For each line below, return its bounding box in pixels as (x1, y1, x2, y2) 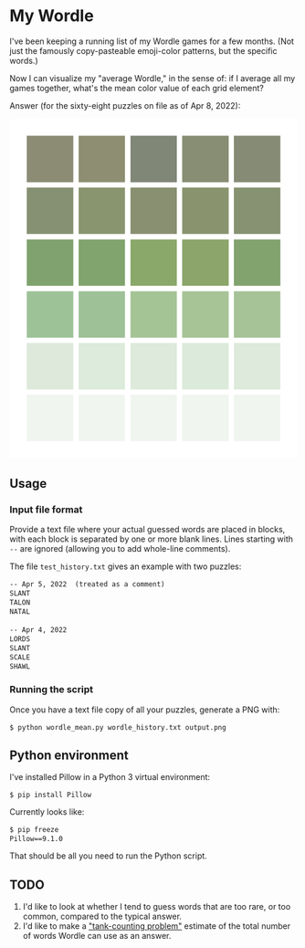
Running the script (9, 683, 94, 696)
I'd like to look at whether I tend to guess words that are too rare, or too (22, 901, 291, 912)
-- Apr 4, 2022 (9, 626, 68, 635)
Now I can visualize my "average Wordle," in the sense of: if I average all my (9, 72, 296, 83)
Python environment (9, 748, 130, 764)
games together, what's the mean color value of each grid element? (9, 82, 265, 93)
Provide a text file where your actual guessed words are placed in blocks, (9, 524, 286, 535)
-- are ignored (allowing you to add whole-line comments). (9, 543, 231, 554)
